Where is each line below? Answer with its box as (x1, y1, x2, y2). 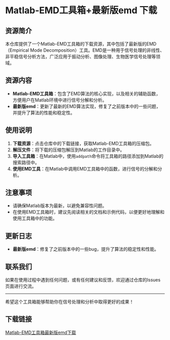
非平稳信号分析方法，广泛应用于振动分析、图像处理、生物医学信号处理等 (5, 54, 156, 59)
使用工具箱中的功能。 (12, 215, 57, 221)
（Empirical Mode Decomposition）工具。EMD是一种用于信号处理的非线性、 (5, 47, 164, 53)
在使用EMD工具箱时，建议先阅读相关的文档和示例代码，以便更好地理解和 (12, 209, 164, 215)
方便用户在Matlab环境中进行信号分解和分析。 (12, 97, 107, 103)
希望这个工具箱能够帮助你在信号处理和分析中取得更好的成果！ (5, 299, 134, 305)
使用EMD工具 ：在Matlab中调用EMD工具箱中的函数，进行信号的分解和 (12, 165, 158, 172)
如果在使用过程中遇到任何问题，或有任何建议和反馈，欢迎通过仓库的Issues (5, 277, 161, 283)
